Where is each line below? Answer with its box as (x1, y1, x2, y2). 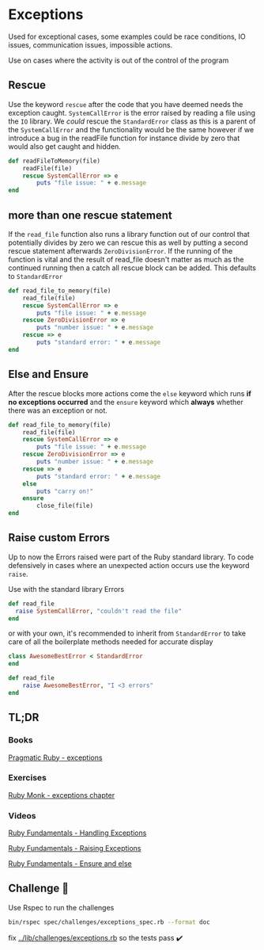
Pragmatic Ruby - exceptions (8, 753, 103, 762)
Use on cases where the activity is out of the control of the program (8, 55, 229, 65)
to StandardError (8, 271, 63, 280)
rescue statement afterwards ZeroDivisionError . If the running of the (8, 246, 233, 255)
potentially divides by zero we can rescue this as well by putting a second (8, 238, 248, 247)
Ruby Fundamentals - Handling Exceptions (8, 828, 147, 837)
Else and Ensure (8, 368, 89, 381)
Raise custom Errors (8, 531, 111, 544)
